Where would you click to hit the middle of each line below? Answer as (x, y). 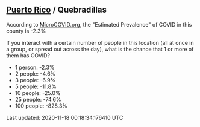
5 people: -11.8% (36, 86)
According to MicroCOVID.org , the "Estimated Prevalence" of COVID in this (99, 24)
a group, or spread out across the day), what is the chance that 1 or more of (100, 49)
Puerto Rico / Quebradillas (57, 10)
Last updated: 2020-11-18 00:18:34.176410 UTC (65, 117)
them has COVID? (28, 55)
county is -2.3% (26, 31)
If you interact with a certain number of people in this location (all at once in (100, 42)
